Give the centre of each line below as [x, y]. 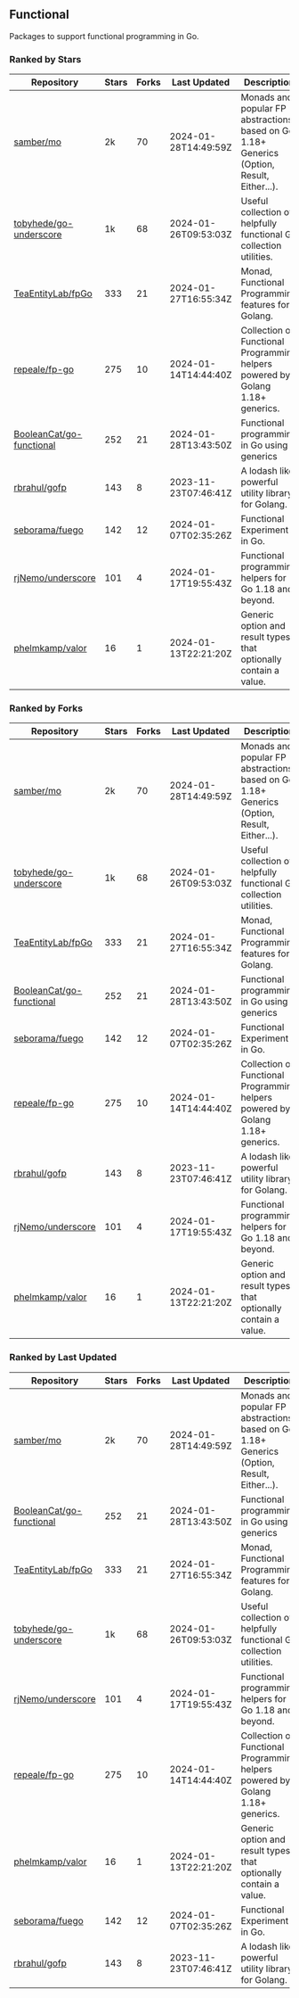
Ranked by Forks [46, 708]
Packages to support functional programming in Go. [104, 36]
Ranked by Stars [45, 59]
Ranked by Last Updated [63, 1358]
